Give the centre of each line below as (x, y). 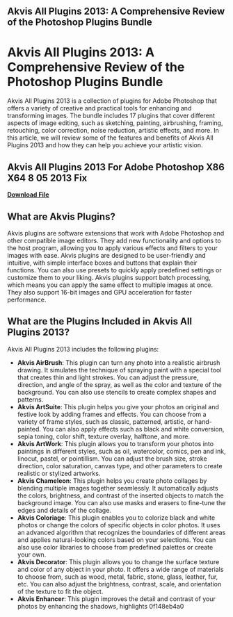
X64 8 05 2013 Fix (47, 178)
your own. (32, 554)
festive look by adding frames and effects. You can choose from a (112, 414)
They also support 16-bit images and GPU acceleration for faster (100, 292)
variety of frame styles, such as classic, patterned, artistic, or (105, 421)
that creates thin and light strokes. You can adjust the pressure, (108, 377)
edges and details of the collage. (64, 510)
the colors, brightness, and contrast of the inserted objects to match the (120, 495)
